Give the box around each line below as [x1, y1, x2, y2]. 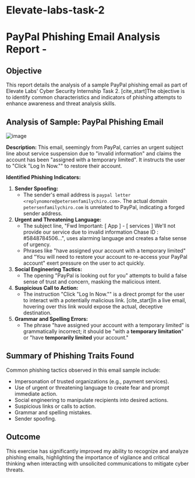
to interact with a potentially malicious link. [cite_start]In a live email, [23, 297, 186, 304]
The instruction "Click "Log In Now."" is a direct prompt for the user [23, 290, 185, 297]
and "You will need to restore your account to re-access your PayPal [23, 254, 187, 260]
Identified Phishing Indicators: [6, 174, 81, 181]
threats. [6, 466, 24, 473]
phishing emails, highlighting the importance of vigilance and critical [6, 453, 170, 460]
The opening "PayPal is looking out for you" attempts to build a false [23, 272, 187, 279]
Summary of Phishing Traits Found [6, 351, 134, 361]
